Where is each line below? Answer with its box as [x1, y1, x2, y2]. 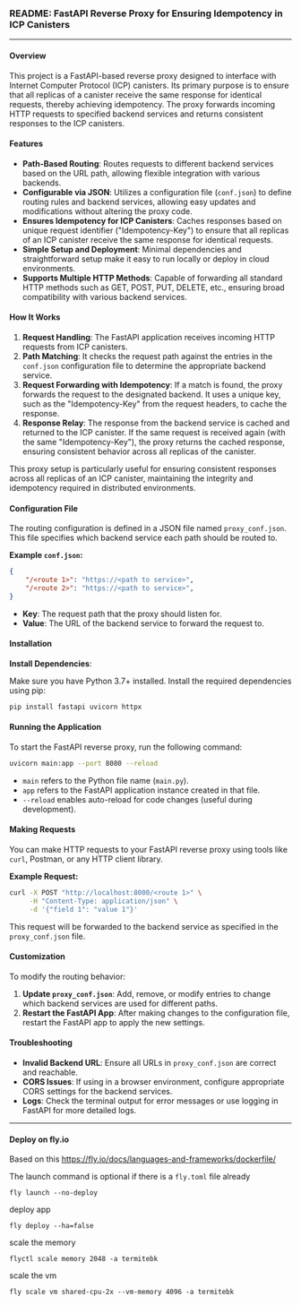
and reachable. [21, 1067, 78, 1077]
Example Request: [9, 871, 79, 881]
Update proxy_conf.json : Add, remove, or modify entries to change [21, 988, 271, 999]
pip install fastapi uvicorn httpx [9, 702, 142, 711]
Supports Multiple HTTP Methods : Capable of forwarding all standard [21, 272, 283, 283]
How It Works [9, 312, 61, 322]
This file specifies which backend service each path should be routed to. [9, 532, 278, 544]
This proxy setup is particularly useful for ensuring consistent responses [9, 463, 277, 474]
